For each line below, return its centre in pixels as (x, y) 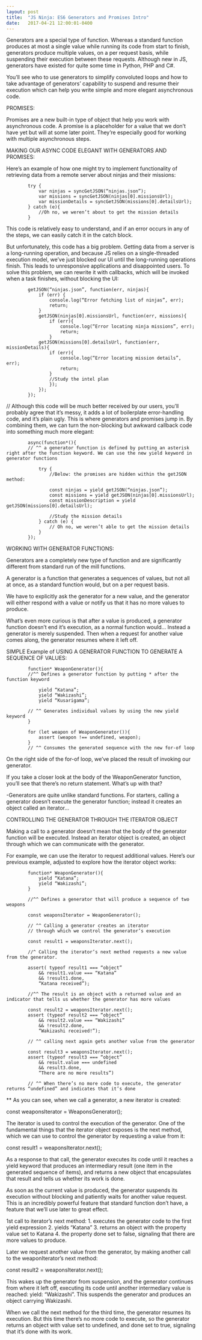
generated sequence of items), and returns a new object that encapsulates (99, 1172)
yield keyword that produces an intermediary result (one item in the (90, 1166)
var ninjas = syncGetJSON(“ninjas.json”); (92, 191)
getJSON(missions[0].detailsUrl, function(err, (99, 343)
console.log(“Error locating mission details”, (121, 358)
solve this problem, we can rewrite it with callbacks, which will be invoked (98, 272)
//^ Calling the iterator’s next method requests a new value (107, 952)
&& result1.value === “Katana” (78, 973)
